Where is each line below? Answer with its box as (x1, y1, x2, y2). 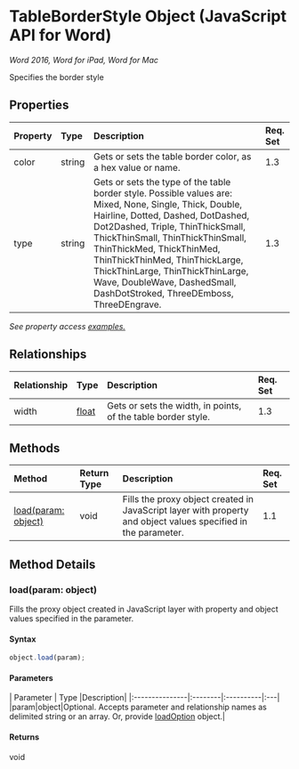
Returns (9, 732, 40, 742)
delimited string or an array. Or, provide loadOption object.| (9, 711, 225, 722)
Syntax (9, 634, 36, 644)
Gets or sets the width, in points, (106, 399, 242, 411)
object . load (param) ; (9, 653, 86, 662)
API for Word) (9, 25, 112, 45)
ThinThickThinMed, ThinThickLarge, (93, 254, 244, 266)
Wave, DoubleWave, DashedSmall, (93, 276, 237, 288)
